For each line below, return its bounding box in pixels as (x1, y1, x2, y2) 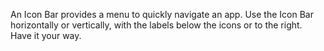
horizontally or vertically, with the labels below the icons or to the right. (10, 19, 303, 31)
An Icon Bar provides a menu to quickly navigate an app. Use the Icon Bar (10, 9, 314, 20)
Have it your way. (10, 30, 82, 41)
